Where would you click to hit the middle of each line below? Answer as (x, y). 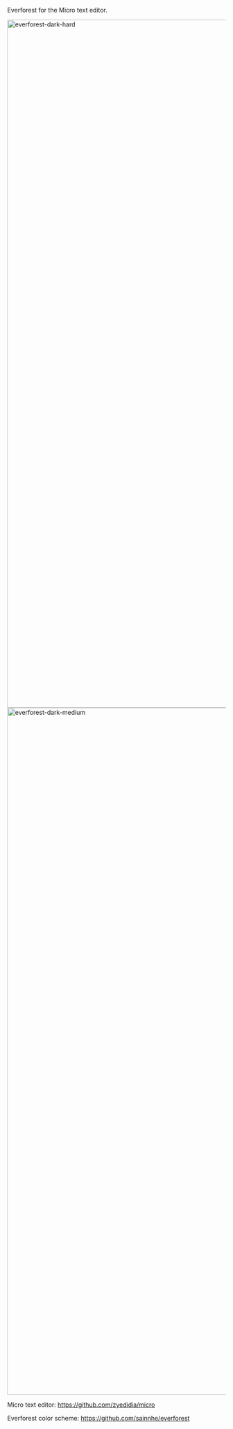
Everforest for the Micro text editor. (57, 10)
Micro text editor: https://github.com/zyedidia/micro (81, 1405)
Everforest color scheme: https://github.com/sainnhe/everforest (98, 1418)
